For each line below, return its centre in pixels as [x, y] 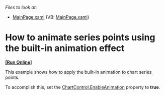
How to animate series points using [80, 38]
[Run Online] [19, 62]
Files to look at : [21, 7]
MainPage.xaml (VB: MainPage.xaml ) [51, 17]
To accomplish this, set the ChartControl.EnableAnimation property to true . [83, 87]
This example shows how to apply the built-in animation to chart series [78, 72]
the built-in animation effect [65, 48]
